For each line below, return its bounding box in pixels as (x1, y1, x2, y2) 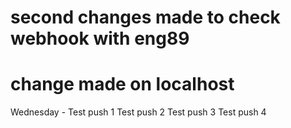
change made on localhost (10, 73, 235, 96)
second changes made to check (10, 6, 281, 29)
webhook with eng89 (10, 27, 190, 50)
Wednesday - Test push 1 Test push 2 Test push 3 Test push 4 (10, 106, 267, 118)
